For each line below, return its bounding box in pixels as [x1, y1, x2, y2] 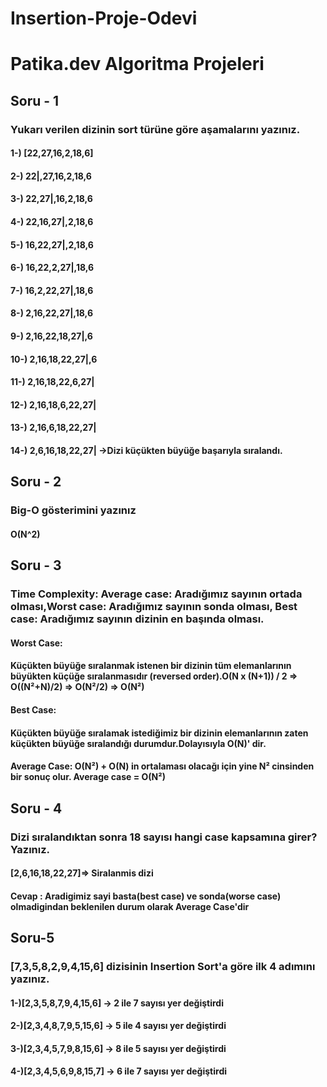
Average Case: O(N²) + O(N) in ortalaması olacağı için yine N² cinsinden [10, 760, 315, 772]
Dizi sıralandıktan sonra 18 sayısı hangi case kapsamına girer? [10, 830, 318, 844]
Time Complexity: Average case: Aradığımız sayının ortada [10, 587, 303, 601]
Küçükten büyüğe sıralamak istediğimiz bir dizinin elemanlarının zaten [10, 727, 309, 739]
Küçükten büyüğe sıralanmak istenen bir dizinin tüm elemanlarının [10, 660, 292, 672]
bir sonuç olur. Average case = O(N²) [10, 771, 166, 783]
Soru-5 [10, 930, 55, 947]
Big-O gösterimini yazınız [10, 503, 137, 517]
